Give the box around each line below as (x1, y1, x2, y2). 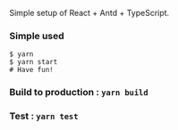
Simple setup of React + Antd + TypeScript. (9, 8, 170, 18)
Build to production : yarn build (9, 86, 149, 99)
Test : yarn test (9, 110, 79, 123)
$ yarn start (9, 58, 58, 67)
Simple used (9, 29, 64, 42)
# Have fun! (9, 66, 54, 75)
